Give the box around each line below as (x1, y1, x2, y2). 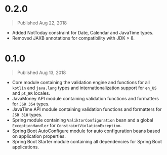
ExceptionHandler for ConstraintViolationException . (12, 122, 122, 128)
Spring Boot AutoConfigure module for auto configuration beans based (12, 128, 160, 134)
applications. (12, 144, 39, 150)
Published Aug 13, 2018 (17, 69, 66, 75)
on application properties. (12, 133, 66, 139)
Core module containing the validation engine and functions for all (12, 79, 150, 85)
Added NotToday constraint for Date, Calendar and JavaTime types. (12, 29, 154, 35)
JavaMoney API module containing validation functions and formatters (12, 95, 159, 101)
